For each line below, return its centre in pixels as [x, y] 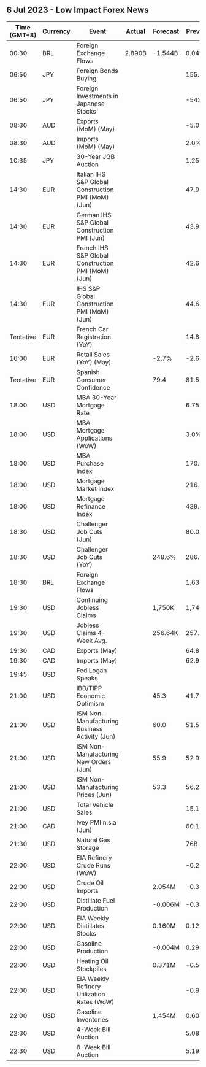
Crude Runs [93, 865]
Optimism [90, 703]
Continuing [92, 599]
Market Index [95, 488]
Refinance [91, 506]
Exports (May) [97, 650]
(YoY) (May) [94, 362]
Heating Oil [92, 961]
